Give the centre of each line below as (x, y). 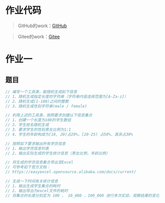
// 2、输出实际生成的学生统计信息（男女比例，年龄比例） (58, 153)
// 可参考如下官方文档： (28, 167)
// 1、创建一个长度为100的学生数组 (38, 120)
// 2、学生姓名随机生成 (27, 125)
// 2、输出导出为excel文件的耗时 (37, 191)
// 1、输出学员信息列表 (27, 148)
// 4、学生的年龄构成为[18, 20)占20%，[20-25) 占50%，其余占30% (69, 134)
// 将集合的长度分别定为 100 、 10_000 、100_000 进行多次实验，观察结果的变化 (82, 195)
